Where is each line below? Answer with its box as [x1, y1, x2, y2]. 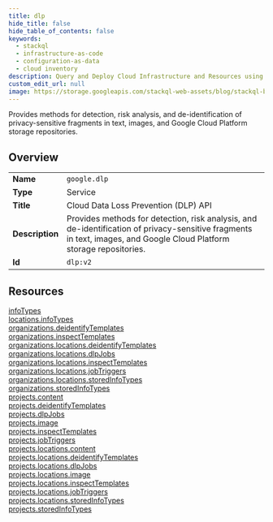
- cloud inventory [15, 65, 79, 73]
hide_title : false [8, 19, 71, 28]
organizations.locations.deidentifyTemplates [8, 340, 157, 350]
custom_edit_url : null [8, 80, 85, 88]
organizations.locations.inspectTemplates [8, 358, 148, 367]
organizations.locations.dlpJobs [8, 349, 115, 358]
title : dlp [8, 11, 45, 20]
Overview [8, 150, 59, 164]
